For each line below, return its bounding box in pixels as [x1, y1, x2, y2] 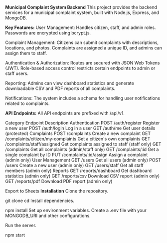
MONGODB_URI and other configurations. [5, 212, 91, 218]
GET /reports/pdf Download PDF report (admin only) [5, 178, 113, 184]
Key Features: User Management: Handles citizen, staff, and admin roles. [5, 24, 156, 30]
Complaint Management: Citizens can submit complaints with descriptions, [5, 39, 159, 45]
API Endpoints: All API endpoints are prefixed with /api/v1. [5, 110, 125, 116]
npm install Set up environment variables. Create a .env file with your [5, 207, 147, 213]
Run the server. [5, 222, 36, 228]
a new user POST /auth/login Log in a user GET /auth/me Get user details [5, 125, 156, 131]
